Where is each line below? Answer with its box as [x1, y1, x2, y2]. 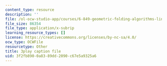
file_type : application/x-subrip [5, 26, 75, 31]
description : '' [5, 12, 39, 17]
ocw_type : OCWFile [5, 40, 43, 45]
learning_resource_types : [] [5, 30, 66, 35]
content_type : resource [5, 7, 55, 12]
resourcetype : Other [5, 44, 48, 49]
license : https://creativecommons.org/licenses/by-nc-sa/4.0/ [5, 35, 137, 40]
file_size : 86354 [5, 21, 41, 26]
